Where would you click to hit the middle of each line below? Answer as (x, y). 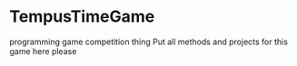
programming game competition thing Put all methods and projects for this (149, 42)
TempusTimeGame (82, 17)
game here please (43, 51)
